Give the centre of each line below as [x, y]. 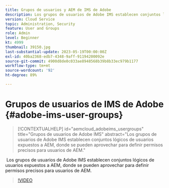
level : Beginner [22, 38]
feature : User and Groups [32, 29]
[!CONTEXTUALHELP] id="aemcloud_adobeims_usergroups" [81, 129]
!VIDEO [25, 180]
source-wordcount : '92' [30, 71]
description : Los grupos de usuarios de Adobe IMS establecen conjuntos [83, 15]
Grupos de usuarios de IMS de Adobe [84, 105]
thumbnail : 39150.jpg [28, 47]
